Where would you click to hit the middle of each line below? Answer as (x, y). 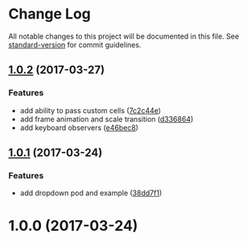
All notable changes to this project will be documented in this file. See (124, 36)
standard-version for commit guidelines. (75, 44)
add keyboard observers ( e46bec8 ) (79, 127)
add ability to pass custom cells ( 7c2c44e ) (91, 110)
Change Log (49, 14)
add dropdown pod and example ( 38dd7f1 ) (91, 193)
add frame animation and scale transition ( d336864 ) (107, 119)
